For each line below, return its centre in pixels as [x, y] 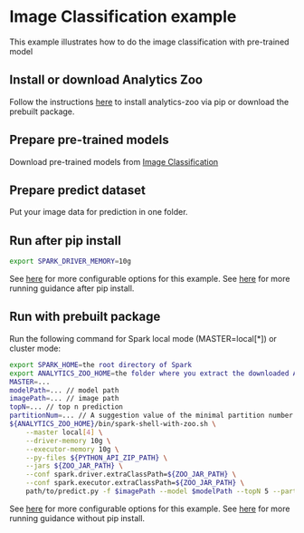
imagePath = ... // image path [64, 399]
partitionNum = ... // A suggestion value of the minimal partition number [152, 416]
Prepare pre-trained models [89, 140]
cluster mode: [35, 348]
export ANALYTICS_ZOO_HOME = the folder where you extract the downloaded [149, 373]
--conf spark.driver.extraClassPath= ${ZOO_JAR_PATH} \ [131, 475]
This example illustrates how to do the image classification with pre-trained [149, 42]
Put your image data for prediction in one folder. [99, 212]
